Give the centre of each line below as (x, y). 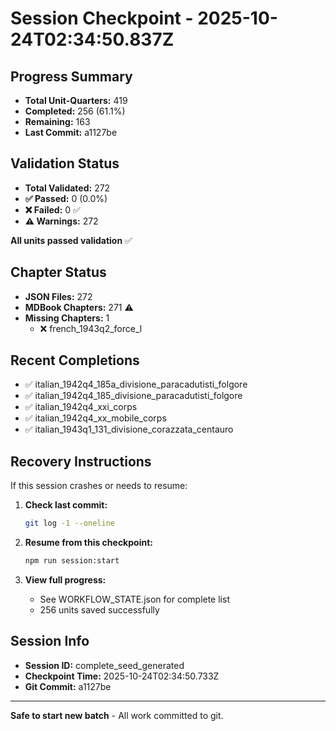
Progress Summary (71, 76)
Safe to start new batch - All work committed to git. (117, 715)
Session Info (50, 641)
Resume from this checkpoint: (88, 543)
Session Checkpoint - (102, 18)
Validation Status (65, 163)
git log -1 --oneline (70, 523)
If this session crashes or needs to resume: (99, 486)
